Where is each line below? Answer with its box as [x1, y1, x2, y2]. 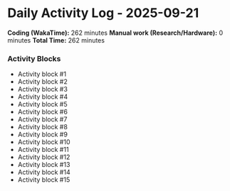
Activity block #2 [17, 77, 68, 86]
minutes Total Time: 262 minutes [7, 36, 105, 44]
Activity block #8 [17, 123, 68, 131]
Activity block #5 [17, 100, 68, 109]
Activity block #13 [17, 160, 70, 169]
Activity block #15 [17, 175, 70, 184]
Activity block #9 [17, 130, 68, 139]
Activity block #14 [17, 168, 70, 177]
